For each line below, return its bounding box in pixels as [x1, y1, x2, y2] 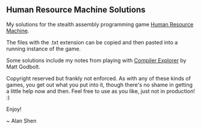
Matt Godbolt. [6, 63, 41, 70]
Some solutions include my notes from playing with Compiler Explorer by [6, 56, 187, 64]
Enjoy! [6, 105, 22, 113]
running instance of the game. [6, 45, 81, 52]
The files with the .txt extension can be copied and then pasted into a [6, 38, 178, 46]
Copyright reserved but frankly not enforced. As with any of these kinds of [6, 74, 191, 82]
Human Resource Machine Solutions [6, 5, 146, 15]
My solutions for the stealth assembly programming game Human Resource [6, 20, 194, 28]
